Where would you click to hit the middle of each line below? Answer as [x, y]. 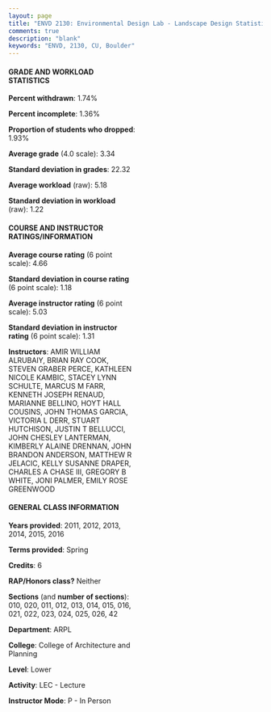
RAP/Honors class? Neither [55, 581]
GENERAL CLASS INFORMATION [64, 508]
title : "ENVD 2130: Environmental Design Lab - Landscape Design [120, 23]
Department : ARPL [40, 629]
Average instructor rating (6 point [65, 303]
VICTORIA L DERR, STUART [54, 420]
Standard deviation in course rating [69, 279]
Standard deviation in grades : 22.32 [69, 170]
